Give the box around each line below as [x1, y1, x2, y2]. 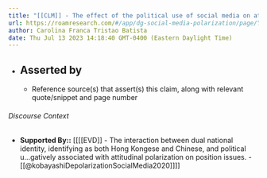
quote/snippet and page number [31, 93, 138, 103]
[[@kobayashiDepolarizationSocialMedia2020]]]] [19, 161, 180, 171]
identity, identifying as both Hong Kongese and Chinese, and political [19, 144, 246, 153]
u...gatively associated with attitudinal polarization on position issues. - [19, 153, 252, 162]
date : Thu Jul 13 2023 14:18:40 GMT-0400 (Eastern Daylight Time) [8, 33, 233, 42]
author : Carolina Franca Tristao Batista [8, 26, 148, 34]
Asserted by [19, 63, 82, 76]
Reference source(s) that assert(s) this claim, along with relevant [31, 84, 244, 94]
